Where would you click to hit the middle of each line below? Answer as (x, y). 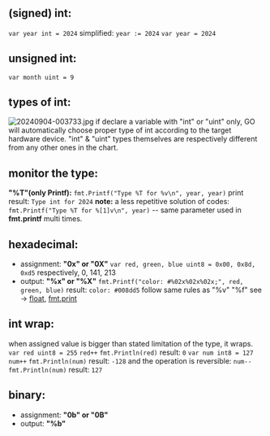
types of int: (40, 102)
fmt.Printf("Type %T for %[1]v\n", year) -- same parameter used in (125, 210)
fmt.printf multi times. (45, 219)
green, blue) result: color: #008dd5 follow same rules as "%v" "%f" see (141, 290)
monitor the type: (54, 173)
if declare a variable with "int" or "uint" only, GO (176, 122)
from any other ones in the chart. (64, 148)
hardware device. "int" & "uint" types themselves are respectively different (133, 139)
